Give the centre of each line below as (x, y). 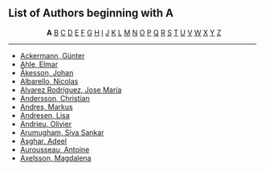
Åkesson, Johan (47, 72)
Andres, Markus (47, 107)
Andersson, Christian (55, 98)
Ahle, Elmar (39, 64)
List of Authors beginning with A (91, 13)
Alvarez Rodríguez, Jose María (71, 90)
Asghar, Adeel (43, 140)
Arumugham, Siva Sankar (62, 132)
